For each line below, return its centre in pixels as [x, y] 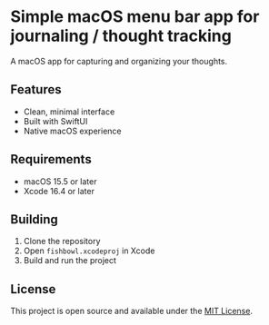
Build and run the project [70, 261]
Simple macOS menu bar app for [135, 17]
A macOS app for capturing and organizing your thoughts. [119, 61]
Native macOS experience [72, 131]
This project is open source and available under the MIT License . [132, 311]
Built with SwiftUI [55, 121]
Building [34, 219]
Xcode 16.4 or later [59, 191]
